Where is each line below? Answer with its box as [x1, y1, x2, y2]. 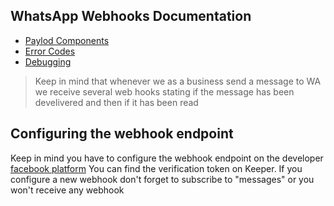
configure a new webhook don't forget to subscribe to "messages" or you [10, 173, 315, 185]
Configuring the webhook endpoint [10, 125, 234, 143]
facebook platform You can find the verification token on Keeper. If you [10, 162, 303, 174]
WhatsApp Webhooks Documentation [10, 8, 252, 25]
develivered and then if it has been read [34, 96, 199, 108]
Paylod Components [24, 34, 110, 46]
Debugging [24, 55, 72, 68]
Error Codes [24, 45, 76, 57]
